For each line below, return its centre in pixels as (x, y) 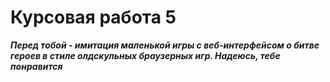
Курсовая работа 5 (93, 17)
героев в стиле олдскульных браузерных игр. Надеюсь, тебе (145, 55)
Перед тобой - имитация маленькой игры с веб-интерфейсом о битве (165, 45)
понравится (36, 66)
